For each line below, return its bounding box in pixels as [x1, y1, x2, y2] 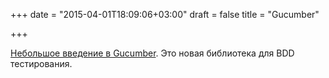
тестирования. [10, 58, 73, 69]
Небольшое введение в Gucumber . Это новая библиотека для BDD [10, 47, 295, 59]
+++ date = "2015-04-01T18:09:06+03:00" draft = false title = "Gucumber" [10, 9, 320, 20]
